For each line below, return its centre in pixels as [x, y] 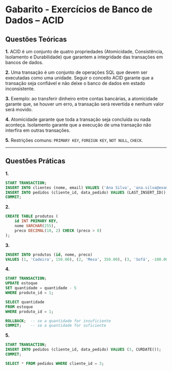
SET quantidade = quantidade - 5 [41, 288]
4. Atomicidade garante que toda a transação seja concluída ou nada [78, 119]
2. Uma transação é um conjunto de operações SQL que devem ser [76, 72]
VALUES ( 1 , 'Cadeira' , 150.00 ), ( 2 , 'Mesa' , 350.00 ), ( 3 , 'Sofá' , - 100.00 [87, 259]
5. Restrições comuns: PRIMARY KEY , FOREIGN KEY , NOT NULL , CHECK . [74, 140]
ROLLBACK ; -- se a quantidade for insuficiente [58, 321]
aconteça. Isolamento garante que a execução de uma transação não [78, 125]
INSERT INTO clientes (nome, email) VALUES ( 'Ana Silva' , [68, 188]
